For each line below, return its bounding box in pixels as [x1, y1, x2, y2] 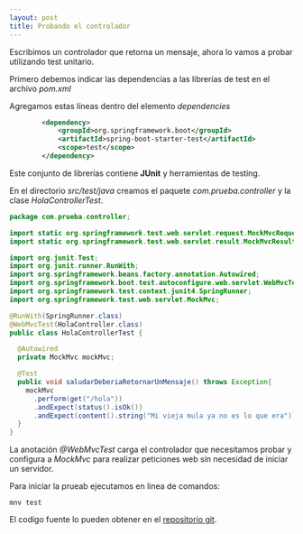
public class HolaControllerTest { [9, 328, 143, 337]
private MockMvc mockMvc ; [17, 353, 115, 362]
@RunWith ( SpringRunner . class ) [9, 311, 124, 320]
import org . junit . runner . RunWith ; [9, 262, 140, 271]
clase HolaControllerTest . [9, 195, 104, 206]
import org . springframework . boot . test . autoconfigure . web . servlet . [9, 279, 264, 288]
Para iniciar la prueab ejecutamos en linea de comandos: [9, 481, 221, 492]
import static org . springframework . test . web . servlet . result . [9, 236, 244, 246]
